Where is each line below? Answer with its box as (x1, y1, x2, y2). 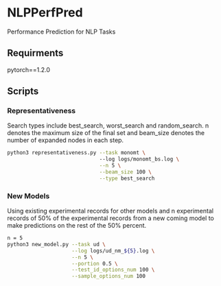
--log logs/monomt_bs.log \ (99, 156, 180, 163)
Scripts (7, 86, 39, 97)
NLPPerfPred (7, 5, 84, 21)
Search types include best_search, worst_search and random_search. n (7, 121, 209, 130)
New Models (7, 191, 50, 200)
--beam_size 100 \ (99, 169, 152, 176)
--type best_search (99, 175, 155, 182)
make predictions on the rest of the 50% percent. (7, 222, 147, 230)
